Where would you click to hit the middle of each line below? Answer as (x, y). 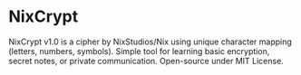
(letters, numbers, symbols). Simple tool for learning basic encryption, (139, 51)
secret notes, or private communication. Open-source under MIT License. (146, 61)
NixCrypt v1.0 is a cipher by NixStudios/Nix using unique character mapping (150, 42)
